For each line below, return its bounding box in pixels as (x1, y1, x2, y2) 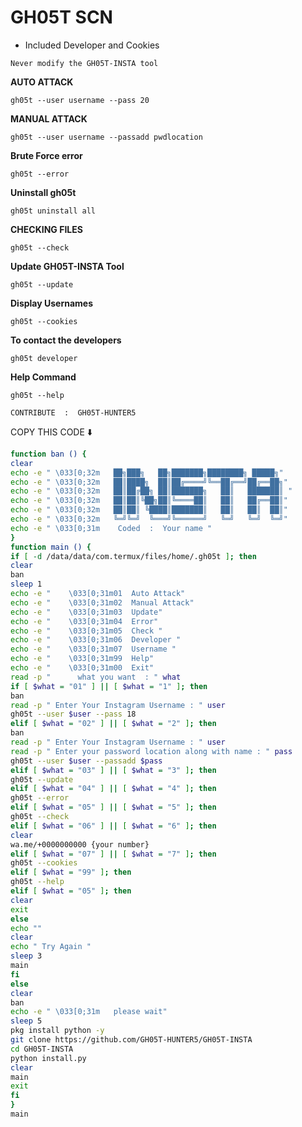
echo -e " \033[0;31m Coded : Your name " (10, 523, 213, 533)
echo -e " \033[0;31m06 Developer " (10, 635, 182, 645)
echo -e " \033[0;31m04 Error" (10, 616, 159, 626)
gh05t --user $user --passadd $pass (10, 756, 163, 766)
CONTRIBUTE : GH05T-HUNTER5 (10, 407, 137, 418)
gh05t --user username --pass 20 (10, 95, 150, 105)
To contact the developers (10, 334, 122, 346)
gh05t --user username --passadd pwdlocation (10, 132, 203, 142)
